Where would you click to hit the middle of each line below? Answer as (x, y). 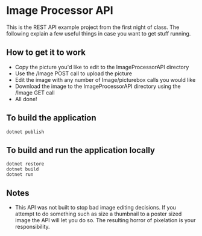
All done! (26, 99)
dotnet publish (25, 132)
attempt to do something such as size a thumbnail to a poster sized (98, 214)
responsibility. (32, 227)
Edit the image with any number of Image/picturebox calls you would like (105, 79)
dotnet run (20, 175)
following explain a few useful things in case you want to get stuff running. (99, 33)
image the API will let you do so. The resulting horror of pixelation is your (105, 220)
